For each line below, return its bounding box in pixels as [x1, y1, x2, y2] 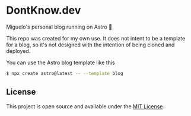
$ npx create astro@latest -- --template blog [6, 70, 123, 76]
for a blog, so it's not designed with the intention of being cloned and [6, 41, 175, 48]
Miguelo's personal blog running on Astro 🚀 [6, 23, 113, 30]
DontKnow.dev [6, 4, 81, 17]
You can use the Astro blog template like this [6, 59, 115, 66]
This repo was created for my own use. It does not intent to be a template [6, 35, 186, 42]
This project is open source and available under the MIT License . [6, 102, 165, 110]
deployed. [6, 47, 31, 54]
